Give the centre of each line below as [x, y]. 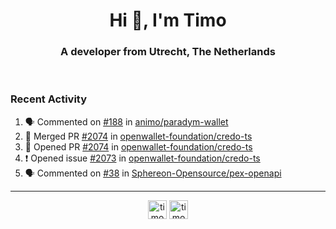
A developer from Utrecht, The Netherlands [168, 52]
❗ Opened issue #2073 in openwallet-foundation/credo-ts [142, 158]
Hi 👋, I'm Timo [168, 20]
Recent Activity [49, 99]
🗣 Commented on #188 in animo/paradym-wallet [126, 121]
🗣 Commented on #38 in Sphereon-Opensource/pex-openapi [153, 173]
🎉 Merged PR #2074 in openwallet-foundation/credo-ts [138, 136]
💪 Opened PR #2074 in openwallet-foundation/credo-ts [138, 146]
